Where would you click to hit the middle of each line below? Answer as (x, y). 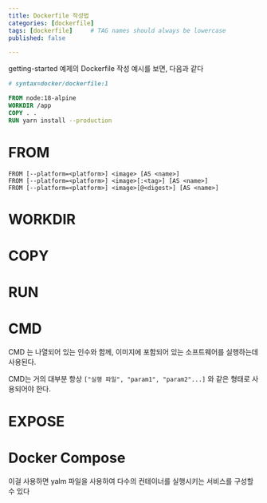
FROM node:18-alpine (43, 98)
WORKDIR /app (30, 105)
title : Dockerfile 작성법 (49, 16)
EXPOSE (37, 422)
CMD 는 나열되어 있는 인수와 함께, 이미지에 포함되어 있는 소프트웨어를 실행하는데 (133, 352)
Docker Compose (67, 458)
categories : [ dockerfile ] (51, 23)
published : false (37, 38)
